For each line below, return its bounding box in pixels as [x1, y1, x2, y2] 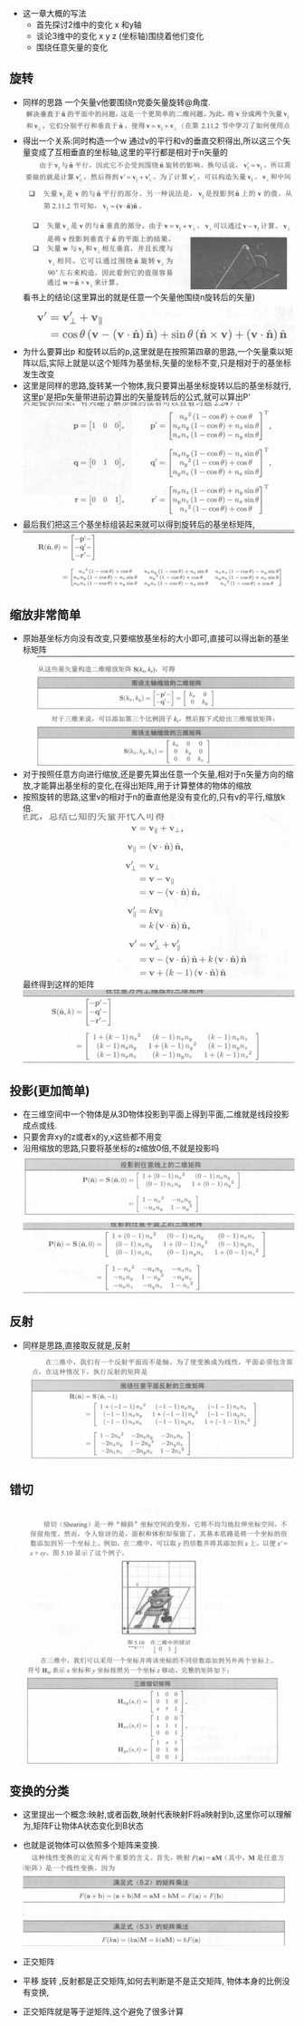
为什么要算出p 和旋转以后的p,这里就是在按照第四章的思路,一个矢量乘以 [22, 345, 285, 356]
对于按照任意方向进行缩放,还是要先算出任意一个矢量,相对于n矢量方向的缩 [22, 769, 294, 780]
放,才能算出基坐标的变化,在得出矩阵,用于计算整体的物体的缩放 [22, 780, 252, 791]
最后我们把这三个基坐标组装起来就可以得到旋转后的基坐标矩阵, [22, 519, 255, 529]
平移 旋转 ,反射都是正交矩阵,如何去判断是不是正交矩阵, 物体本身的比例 [22, 1975, 282, 1987]
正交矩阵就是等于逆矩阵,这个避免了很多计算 [22, 2006, 184, 2017]
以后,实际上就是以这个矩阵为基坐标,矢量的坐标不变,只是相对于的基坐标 [30, 357, 291, 368]
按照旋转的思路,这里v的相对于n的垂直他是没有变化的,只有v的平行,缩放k [22, 791, 286, 802]
